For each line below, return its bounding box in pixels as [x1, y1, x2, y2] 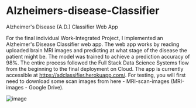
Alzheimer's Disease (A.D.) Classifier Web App [6, 23, 118, 30]
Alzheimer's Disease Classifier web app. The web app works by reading [6, 41, 180, 48]
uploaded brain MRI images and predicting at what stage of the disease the [6, 46, 187, 53]
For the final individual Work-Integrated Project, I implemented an [6, 34, 164, 41]
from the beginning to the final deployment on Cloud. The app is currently [6, 65, 184, 72]
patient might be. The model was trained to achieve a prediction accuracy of [6, 53, 190, 60]
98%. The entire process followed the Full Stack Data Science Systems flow [6, 59, 189, 66]
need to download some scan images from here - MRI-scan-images [6, 77, 170, 85]
